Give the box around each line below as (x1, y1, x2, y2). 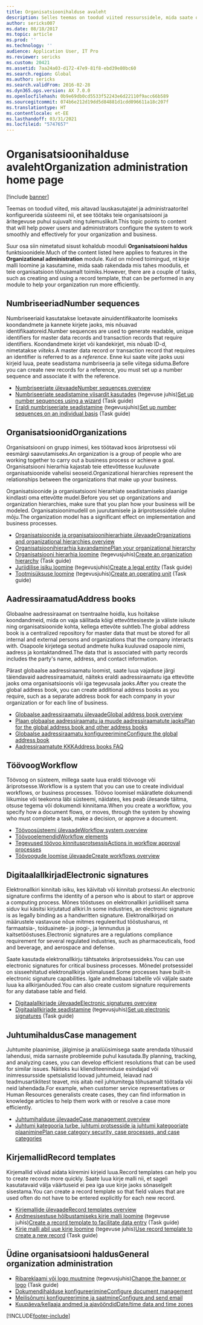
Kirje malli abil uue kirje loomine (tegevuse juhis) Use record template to (14, 1225, 193, 1232)
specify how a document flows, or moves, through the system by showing (6, 809, 190, 816)
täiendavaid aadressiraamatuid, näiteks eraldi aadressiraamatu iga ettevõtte (6, 673, 195, 680)
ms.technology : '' (6, 43, 53, 49)
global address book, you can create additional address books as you (6, 686, 179, 693)
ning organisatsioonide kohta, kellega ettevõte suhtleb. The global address (6, 623, 190, 630)
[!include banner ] (6, 193, 50, 200)
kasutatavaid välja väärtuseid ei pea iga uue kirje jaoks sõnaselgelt (6, 1181, 172, 1188)
